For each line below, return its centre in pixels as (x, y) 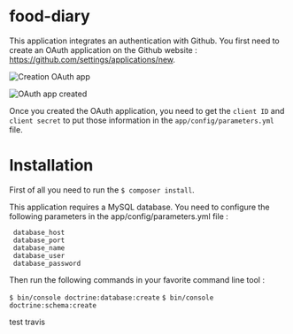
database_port (39, 240)
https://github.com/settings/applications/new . (92, 59)
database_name (39, 248)
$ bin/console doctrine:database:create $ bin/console (112, 298)
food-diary (50, 16)
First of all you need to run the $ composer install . (102, 190)
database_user (39, 255)
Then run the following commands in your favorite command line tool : (137, 279)
